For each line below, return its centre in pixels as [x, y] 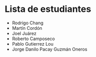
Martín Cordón [27, 28]
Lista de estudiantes [48, 9]
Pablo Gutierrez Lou [33, 44]
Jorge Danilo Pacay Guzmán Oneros [50, 49]
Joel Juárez [24, 33]
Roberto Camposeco [33, 39]
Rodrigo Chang [28, 23]
